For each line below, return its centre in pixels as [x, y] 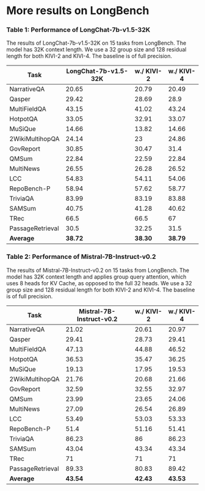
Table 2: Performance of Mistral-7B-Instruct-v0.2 [81, 257]
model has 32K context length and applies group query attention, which [96, 277]
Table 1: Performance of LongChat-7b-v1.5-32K [78, 30]
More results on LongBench [78, 11]
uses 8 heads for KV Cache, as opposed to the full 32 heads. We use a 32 [99, 283]
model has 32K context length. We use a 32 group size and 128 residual [96, 50]
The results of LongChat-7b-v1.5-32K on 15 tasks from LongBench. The [96, 43]
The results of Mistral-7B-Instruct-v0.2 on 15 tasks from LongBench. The [98, 270]
